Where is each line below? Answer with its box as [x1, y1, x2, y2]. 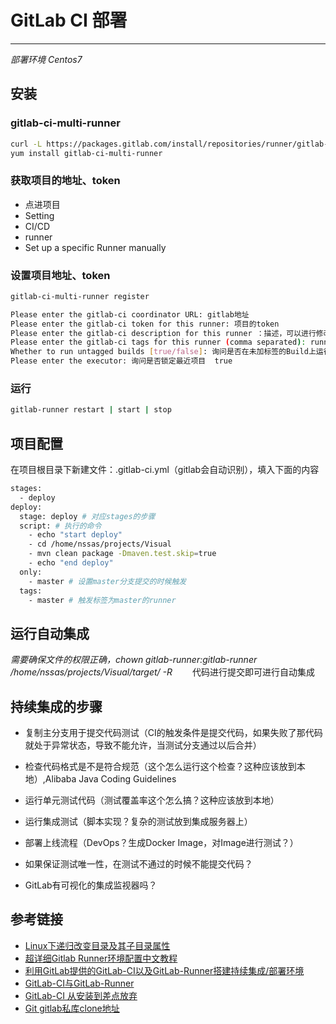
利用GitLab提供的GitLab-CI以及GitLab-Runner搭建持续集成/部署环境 [24, 964, 305, 976]
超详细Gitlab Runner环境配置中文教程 [24, 952, 178, 964]
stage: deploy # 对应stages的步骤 [19, 511, 156, 521]
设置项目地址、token [10, 268, 111, 282]
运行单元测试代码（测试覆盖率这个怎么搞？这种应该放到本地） [24, 794, 280, 806]
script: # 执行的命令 [19, 521, 102, 531]
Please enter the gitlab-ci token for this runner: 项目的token [10, 319, 280, 329]
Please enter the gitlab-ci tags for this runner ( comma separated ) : [10, 337, 307, 348]
